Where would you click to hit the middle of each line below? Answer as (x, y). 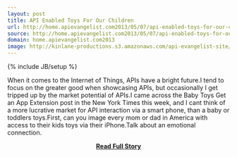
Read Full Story (119, 146)
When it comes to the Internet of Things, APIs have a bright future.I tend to (116, 80)
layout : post (26, 14)
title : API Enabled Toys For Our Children (71, 20)
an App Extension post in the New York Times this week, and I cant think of (116, 102)
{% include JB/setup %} (42, 67)
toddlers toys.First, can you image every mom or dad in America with (108, 118)
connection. (25, 132)
